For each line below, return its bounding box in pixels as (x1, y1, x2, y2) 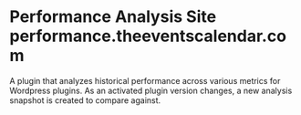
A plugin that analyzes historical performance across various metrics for (9, 75, 281, 86)
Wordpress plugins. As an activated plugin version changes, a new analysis (9, 85, 293, 96)
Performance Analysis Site (9, 6, 217, 27)
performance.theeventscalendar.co (9, 26, 287, 47)
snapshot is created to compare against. (9, 94, 161, 106)
